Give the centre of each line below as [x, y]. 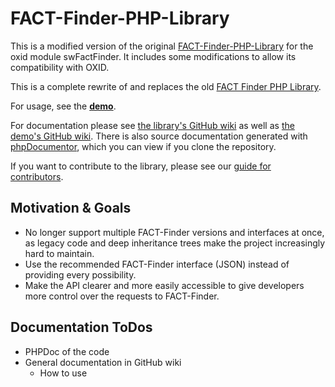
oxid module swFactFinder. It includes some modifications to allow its [153, 56]
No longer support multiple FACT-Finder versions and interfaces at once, [174, 232]
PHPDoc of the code [67, 351]
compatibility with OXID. [60, 67]
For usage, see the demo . [63, 106]
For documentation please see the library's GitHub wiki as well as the [152, 125]
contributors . [37, 176]
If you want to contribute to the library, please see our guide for [141, 166]
